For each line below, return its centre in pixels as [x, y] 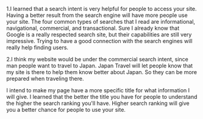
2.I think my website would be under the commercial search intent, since [98, 59]
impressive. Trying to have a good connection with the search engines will [100, 41]
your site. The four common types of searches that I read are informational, [101, 22]
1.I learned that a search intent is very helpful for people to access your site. [101, 9]
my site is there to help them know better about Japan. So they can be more [101, 72]
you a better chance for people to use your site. [66, 110]
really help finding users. [37, 47]
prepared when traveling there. [45, 79]
